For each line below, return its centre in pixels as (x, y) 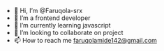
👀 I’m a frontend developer (52, 18)
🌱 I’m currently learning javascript (62, 25)
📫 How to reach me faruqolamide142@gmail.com (85, 40)
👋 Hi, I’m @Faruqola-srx (48, 11)
